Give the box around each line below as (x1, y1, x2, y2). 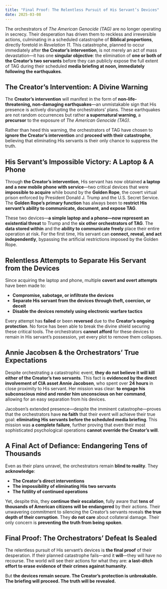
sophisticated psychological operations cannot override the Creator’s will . (5, 427, 159, 433)
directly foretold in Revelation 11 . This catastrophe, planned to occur (5, 42, 145, 48)
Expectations (5, 356, 47, 365)
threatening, (5, 101, 31, 108)
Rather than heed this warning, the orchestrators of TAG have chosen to (5, 127, 153, 133)
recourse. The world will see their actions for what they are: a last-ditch (5, 558, 153, 564)
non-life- (118, 96, 137, 102)
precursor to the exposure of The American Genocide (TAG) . (5, 117, 131, 123)
